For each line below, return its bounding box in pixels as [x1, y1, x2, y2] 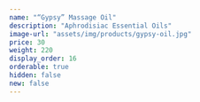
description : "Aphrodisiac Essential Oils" [9, 21, 173, 30]
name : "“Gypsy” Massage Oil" [9, 12, 117, 22]
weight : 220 [9, 46, 53, 55]
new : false [9, 79, 50, 88]
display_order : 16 [9, 54, 77, 63]
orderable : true [9, 63, 69, 72]
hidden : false [9, 71, 62, 80]
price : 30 [9, 37, 46, 47]
